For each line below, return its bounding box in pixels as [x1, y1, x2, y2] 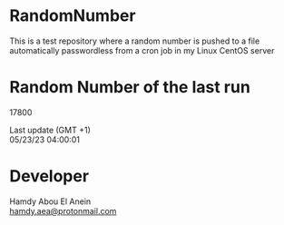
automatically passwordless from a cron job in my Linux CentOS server [9, 44, 275, 55]
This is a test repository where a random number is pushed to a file [9, 35, 260, 46]
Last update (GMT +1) [9, 124, 91, 135]
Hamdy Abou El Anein [9, 196, 92, 207]
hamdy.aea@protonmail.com [9, 205, 117, 216]
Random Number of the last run [9, 77, 251, 98]
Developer [9, 166, 89, 187]
